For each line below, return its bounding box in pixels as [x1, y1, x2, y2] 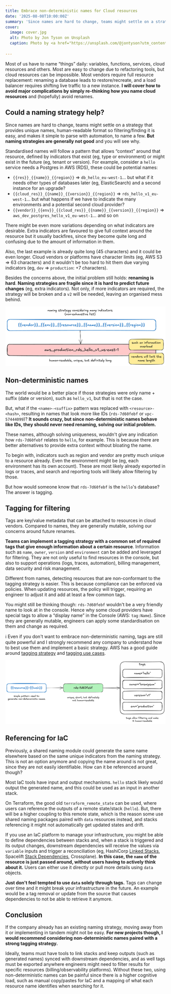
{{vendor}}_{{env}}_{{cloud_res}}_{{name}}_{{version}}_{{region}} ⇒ [12, 207, 164, 213]
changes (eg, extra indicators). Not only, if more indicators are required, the [5, 285, 164, 292]
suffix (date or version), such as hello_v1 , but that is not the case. [5, 395, 144, 401]
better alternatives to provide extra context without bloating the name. [5, 442, 152, 448]
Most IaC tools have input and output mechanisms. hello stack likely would [5, 779, 163, 785]
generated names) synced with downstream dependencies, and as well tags [5, 956, 165, 962]
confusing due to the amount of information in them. [5, 238, 115, 245]
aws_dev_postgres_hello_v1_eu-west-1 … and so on [12, 212, 119, 218]
